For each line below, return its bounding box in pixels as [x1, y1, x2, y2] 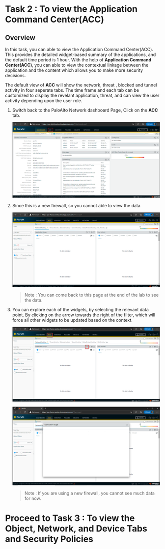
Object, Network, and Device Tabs [5, 523, 147, 534]
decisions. [5, 73, 26, 78]
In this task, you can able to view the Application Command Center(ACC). [5, 47, 154, 52]
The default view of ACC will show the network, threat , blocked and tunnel [5, 82, 157, 88]
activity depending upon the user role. [5, 98, 82, 104]
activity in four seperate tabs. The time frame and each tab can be [5, 87, 139, 93]
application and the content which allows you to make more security [5, 67, 143, 73]
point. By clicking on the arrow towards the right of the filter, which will [12, 312, 156, 318]
